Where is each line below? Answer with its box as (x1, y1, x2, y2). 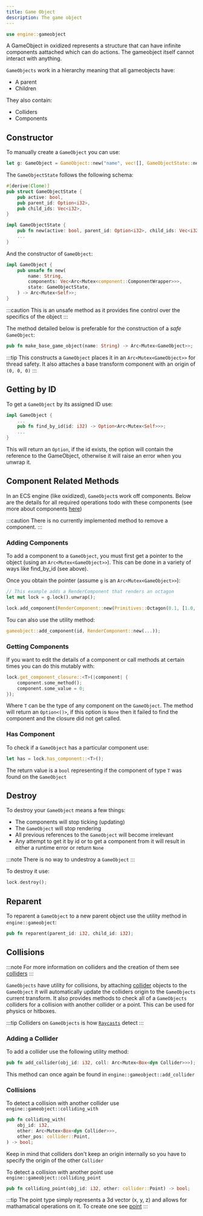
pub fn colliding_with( (6, 1117, 66, 1123)
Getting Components (6, 642, 69, 651)
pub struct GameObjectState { (6, 189, 83, 195)
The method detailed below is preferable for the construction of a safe (6, 324, 181, 332)
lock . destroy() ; (6, 879, 47, 885)
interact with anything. (6, 55, 62, 62)
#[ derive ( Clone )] (6, 183, 50, 189)
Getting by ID (6, 385, 56, 395)
